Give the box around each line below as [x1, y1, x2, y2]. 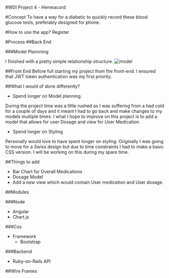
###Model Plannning [5, 49, 49, 54]
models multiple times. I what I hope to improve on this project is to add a [5, 113, 157, 119]
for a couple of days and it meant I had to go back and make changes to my [5, 108, 162, 114]
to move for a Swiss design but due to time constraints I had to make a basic [5, 144, 164, 150]
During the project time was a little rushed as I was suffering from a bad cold [5, 103, 164, 109]
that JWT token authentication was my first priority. [5, 74, 112, 80]
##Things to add [5, 159, 40, 165]
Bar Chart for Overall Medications [12, 169, 82, 174]
